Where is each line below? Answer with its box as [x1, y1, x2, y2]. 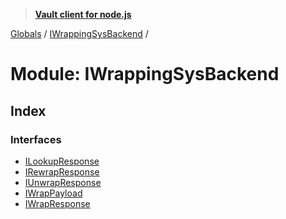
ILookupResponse [24, 155, 100, 167]
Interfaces [10, 132, 62, 146]
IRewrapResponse [24, 165, 100, 178]
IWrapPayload [24, 187, 83, 199]
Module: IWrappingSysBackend [10, 63, 280, 86]
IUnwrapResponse [24, 176, 102, 188]
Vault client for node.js [34, 9, 132, 20]
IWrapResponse [24, 197, 91, 209]
